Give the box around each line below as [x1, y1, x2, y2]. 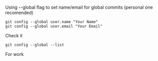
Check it [5, 33, 23, 38]
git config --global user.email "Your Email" [5, 24, 102, 29]
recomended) [5, 10, 34, 16]
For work [5, 51, 24, 57]
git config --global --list [5, 42, 65, 47]
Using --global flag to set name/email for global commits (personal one [5, 5, 153, 10]
